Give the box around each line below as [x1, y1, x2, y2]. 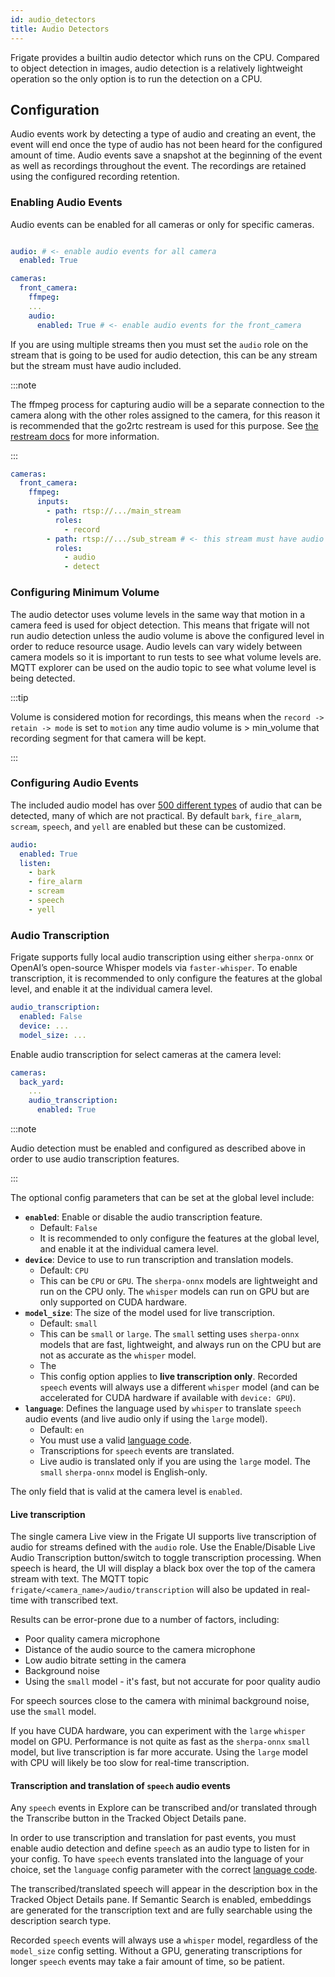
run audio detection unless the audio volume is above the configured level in [10, 629, 325, 641]
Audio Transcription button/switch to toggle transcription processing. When [10, 1552, 322, 1564]
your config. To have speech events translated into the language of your [10, 1853, 304, 1865]
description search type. [10, 1915, 112, 1927]
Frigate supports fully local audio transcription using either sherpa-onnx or [10, 951, 315, 963]
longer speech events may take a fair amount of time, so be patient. [10, 1956, 285, 1968]
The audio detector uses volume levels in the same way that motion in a [10, 608, 306, 620]
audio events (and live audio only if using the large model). [24, 1413, 268, 1425]
